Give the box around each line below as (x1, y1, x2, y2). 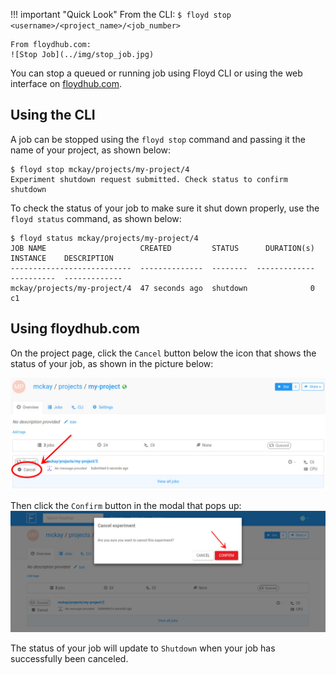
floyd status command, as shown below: (10, 212, 182, 224)
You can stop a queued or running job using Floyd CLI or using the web (10, 67, 303, 79)
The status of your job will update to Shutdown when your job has (10, 642, 276, 654)
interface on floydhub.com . (10, 78, 123, 89)
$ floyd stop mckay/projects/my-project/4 (10, 164, 190, 174)
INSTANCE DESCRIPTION (10, 253, 114, 263)
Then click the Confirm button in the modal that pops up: (10, 499, 242, 511)
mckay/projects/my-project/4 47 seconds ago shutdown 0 (10, 283, 315, 293)
